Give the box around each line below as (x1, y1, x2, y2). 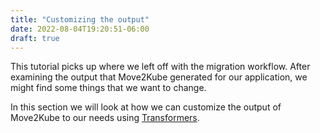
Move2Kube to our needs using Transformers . (10, 112, 200, 124)
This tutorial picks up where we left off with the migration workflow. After (10, 61, 311, 73)
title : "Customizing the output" (10, 14, 150, 25)
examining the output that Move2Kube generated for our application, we (10, 71, 308, 83)
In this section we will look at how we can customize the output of (10, 101, 282, 113)
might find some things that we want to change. (10, 82, 207, 94)
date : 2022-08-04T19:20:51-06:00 (10, 24, 150, 34)
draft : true (10, 33, 60, 43)
